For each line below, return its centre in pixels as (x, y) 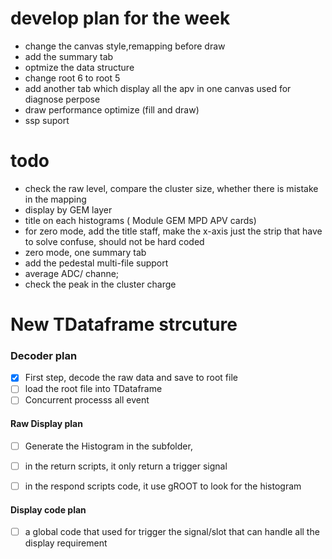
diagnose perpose (62, 99)
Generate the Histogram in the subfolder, (108, 446)
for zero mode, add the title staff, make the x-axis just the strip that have (173, 231)
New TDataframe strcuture (124, 324)
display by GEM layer (68, 209)
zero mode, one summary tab (85, 252)
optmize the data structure (79, 67)
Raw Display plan (46, 424)
